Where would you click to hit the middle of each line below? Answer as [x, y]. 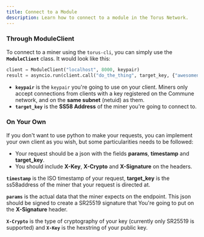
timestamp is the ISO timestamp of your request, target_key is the [88, 178]
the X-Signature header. [37, 209]
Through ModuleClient [40, 39]
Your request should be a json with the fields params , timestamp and [102, 153]
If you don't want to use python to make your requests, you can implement [100, 135]
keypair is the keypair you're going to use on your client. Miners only [101, 87]
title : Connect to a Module [42, 12]
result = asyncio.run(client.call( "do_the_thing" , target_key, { [90, 75]
